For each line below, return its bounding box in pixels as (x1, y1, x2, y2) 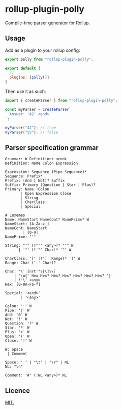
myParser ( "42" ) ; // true (5, 125, 56, 130)
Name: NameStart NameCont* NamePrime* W (5, 217, 90, 222)
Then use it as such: (5, 89, 46, 94)
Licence (5, 386, 30, 395)
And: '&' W (5, 313, 28, 318)
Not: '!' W (5, 317, 28, 322)
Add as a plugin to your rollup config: (5, 47, 80, 53)
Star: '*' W (5, 325, 30, 330)
